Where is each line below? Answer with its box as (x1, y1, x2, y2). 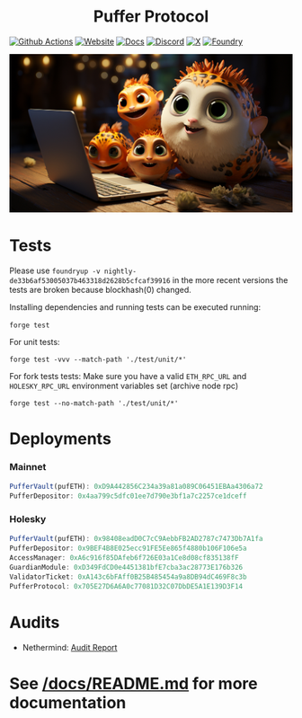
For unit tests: (9, 336, 60, 347)
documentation (9, 692, 127, 713)
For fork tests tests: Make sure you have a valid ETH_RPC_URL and (9, 370, 247, 381)
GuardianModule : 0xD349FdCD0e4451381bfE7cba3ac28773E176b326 (9, 563, 244, 572)
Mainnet (9, 461, 47, 473)
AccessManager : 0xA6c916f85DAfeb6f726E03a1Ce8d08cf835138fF (9, 554, 240, 563)
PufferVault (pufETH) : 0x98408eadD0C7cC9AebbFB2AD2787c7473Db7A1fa (9, 535, 263, 544)
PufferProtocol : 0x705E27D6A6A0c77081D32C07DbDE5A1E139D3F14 (9, 581, 244, 590)
